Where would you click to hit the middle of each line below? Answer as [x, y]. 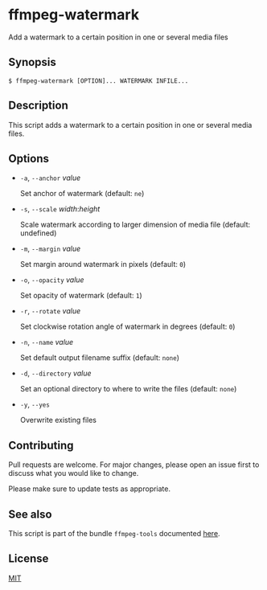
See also [30, 514]
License [29, 559]
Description [38, 106]
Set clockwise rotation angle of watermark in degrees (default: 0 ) [127, 326]
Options [29, 158]
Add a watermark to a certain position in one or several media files [119, 37]
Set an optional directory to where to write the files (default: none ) [128, 389]
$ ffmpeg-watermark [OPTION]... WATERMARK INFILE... [99, 81]
